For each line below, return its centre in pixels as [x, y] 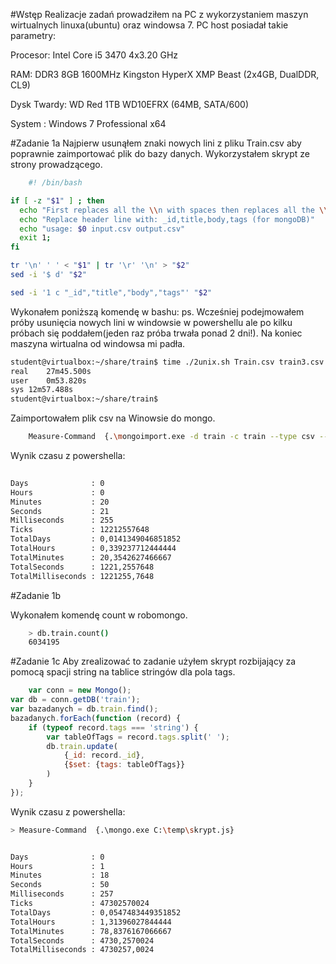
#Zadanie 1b [35, 595]
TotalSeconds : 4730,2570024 [82, 940]
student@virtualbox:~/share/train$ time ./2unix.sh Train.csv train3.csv [167, 362]
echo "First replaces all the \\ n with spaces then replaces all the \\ [174, 210]
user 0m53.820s [48, 380]
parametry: [33, 35]
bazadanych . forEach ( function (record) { [96, 718]
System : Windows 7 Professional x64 [88, 123]
